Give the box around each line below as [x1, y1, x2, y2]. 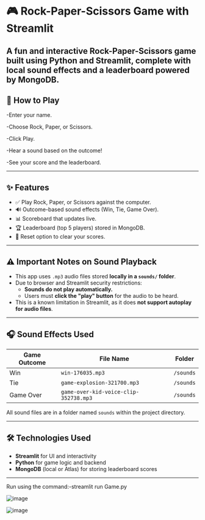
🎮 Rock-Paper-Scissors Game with [6, 4, 189, 18]
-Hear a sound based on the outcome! [6, 147, 103, 154]
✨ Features [6, 182, 49, 193]
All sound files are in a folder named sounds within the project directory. [6, 409, 185, 416]
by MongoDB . [6, 74, 60, 85]
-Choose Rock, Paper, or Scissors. [6, 123, 93, 131]
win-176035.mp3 [60, 369, 105, 376]
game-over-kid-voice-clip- [60, 388, 139, 395]
